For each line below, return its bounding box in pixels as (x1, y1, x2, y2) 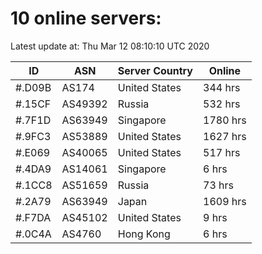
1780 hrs (203, 113, 247, 127)
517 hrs (203, 145, 241, 159)
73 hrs (203, 178, 234, 192)
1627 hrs (203, 129, 247, 143)
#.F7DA (15, 210, 52, 224)
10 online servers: (10, 7, 162, 30)
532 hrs (203, 97, 241, 111)
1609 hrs (203, 194, 247, 208)
